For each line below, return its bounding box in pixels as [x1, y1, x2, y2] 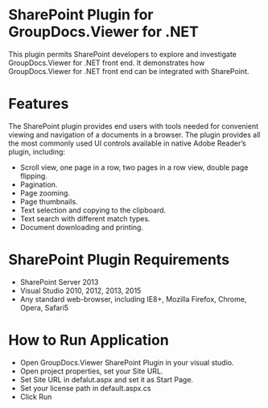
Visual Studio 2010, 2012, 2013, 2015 [19, 286, 142, 295]
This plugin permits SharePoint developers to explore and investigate [8, 49, 237, 59]
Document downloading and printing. [19, 222, 143, 232]
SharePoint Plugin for [8, 6, 155, 24]
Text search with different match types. [19, 213, 150, 223]
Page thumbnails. [19, 196, 78, 206]
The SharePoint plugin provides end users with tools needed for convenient [8, 121, 259, 130]
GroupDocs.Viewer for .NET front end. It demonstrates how [8, 58, 205, 68]
